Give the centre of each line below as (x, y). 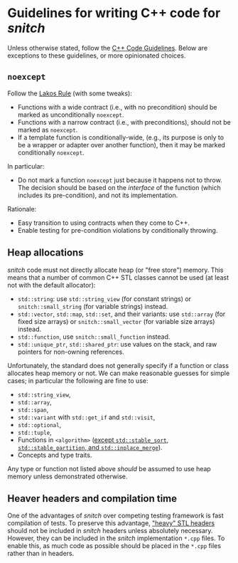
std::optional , (39, 424)
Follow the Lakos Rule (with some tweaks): (70, 93)
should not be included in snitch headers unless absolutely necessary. (110, 531)
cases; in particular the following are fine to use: (78, 380)
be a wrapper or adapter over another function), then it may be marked (121, 144)
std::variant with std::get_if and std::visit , (86, 417)
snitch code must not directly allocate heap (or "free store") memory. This (115, 270)
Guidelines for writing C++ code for (114, 13)
